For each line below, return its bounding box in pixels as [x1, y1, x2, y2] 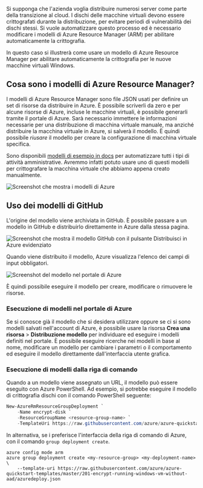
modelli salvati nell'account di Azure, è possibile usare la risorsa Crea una [6, 324, 190, 331]
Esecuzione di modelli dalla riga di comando [6, 365, 138, 374]
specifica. [6, 140, 31, 148]
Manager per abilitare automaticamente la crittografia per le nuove [6, 56, 172, 62]
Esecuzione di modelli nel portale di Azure [6, 304, 132, 313]
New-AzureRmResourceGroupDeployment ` [6, 403, 104, 410]
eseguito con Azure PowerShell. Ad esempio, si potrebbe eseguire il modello [6, 385, 197, 392]
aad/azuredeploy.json [6, 476, 61, 482]
